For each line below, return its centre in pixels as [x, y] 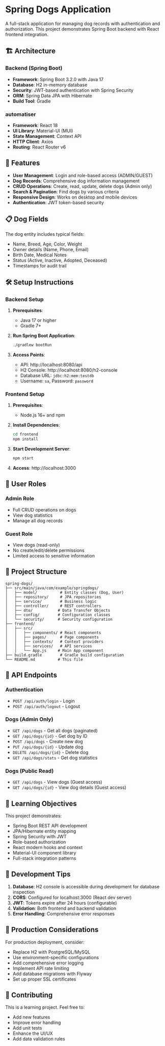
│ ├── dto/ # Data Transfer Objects [58, 610]
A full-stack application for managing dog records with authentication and [83, 23]
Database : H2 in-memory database [50, 85]
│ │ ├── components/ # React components [53, 633]
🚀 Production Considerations [52, 930]
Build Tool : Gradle [32, 101]
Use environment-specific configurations [56, 957]
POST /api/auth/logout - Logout [46, 706]
